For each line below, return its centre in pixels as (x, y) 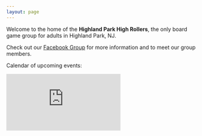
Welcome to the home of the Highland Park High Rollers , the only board (97, 29)
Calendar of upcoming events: (44, 65)
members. (19, 53)
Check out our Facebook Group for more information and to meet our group (101, 47)
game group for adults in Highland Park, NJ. (61, 35)
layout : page (23, 12)
